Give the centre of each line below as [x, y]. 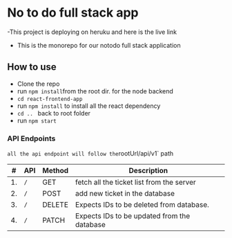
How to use [32, 67]
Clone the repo [38, 84]
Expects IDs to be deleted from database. [142, 205]
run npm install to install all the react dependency [89, 106]
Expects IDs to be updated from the [133, 216]
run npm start [37, 120]
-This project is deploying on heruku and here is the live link [92, 32]
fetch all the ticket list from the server [136, 183]
